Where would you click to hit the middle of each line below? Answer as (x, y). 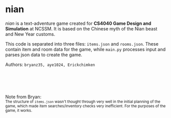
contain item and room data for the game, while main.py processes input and (85, 49)
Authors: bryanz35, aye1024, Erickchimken (50, 64)
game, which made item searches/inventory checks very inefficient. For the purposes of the (85, 106)
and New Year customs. (30, 34)
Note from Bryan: (23, 97)
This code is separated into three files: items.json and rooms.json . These (82, 44)
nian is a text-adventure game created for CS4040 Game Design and (78, 23)
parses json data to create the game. (44, 55)
